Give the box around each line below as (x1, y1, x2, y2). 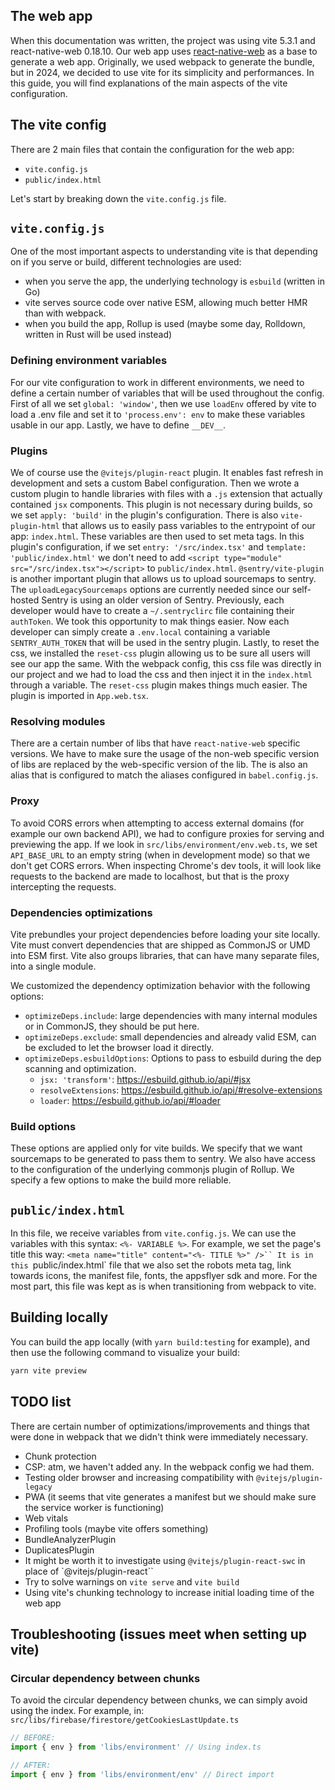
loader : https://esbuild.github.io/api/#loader (39, 1094, 221, 1106)
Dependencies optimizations (10, 905, 153, 919)
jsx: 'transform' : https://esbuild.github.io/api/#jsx (39, 1073, 252, 1085)
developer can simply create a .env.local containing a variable (10, 626, 271, 638)
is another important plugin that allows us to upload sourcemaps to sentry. (10, 573, 317, 585)
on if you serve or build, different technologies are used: (10, 256, 242, 268)
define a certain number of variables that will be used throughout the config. (10, 387, 325, 399)
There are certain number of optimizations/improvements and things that (10, 1420, 310, 1432)
